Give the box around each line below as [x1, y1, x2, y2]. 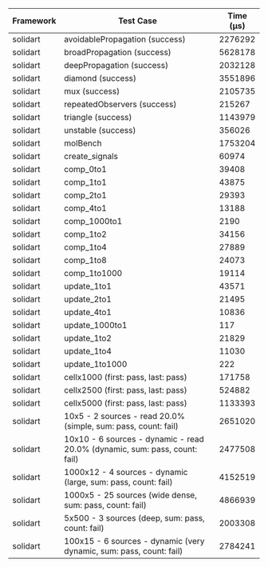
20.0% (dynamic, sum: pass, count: [63, 444, 198, 454]
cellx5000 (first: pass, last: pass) [63, 397, 187, 409]
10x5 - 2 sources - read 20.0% [63, 411, 185, 421]
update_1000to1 [63, 320, 128, 330]
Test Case [118, 15, 158, 26]
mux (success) [63, 86, 120, 97]
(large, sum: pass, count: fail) [63, 477, 173, 487]
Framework [12, 15, 57, 26]
